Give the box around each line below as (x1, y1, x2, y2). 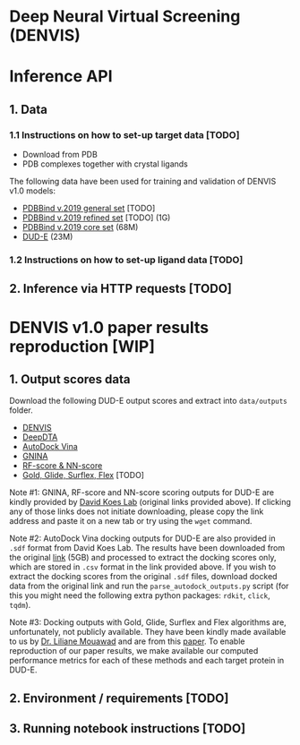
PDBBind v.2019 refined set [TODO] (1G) (21, 212, 171, 223)
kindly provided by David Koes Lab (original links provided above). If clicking (9, 497, 291, 508)
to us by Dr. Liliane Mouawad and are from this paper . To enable (9, 636, 245, 647)
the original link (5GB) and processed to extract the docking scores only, (9, 552, 277, 563)
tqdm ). (9, 600, 31, 611)
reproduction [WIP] (9, 336, 155, 356)
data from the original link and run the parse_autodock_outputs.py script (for (9, 580, 289, 592)
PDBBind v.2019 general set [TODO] (21, 203, 156, 214)
